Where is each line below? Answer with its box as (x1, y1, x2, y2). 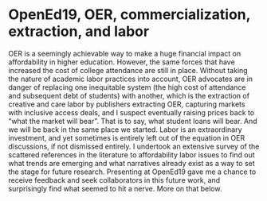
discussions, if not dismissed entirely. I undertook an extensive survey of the (8, 141, 260, 151)
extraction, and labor (8, 22, 150, 41)
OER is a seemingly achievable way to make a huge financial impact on (8, 48, 241, 58)
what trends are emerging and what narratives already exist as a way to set (8, 158, 255, 168)
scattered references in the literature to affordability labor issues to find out (8, 149, 255, 160)
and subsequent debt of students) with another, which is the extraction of (8, 91, 249, 100)
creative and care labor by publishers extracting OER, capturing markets (8, 99, 245, 109)
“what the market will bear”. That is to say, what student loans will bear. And (8, 116, 257, 126)
